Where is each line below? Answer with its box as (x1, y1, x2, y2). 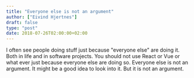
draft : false (6, 19, 38, 25)
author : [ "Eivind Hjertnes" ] (6, 14, 77, 20)
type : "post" (6, 25, 38, 31)
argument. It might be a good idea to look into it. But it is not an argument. (6, 65, 184, 72)
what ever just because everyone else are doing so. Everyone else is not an (6, 59, 189, 66)
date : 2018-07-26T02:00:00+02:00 (6, 30, 88, 36)
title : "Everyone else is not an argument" (6, 8, 114, 15)
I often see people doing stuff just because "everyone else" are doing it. (6, 46, 180, 53)
